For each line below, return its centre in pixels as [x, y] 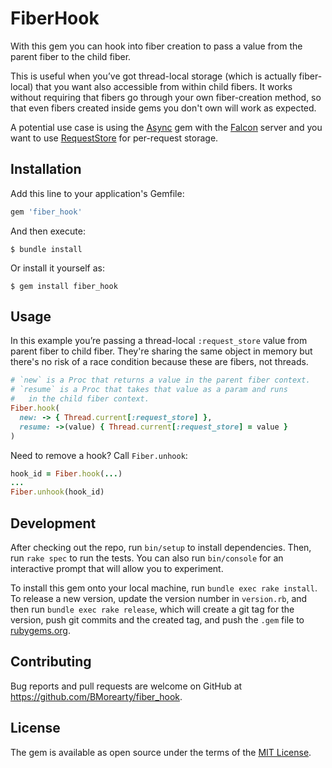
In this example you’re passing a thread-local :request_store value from [159, 341]
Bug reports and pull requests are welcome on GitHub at [126, 686]
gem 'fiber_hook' [46, 212]
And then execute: [48, 231]
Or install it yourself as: [57, 268]
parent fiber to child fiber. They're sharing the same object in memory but [161, 351]
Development [53, 523]
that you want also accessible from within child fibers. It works [164, 86]
